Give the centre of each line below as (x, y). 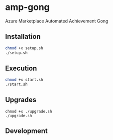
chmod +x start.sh (24, 80)
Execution (21, 68)
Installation (23, 37)
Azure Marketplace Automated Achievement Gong (57, 21)
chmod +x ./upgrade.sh (29, 111)
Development (27, 131)
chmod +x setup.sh (24, 48)
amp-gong (27, 7)
